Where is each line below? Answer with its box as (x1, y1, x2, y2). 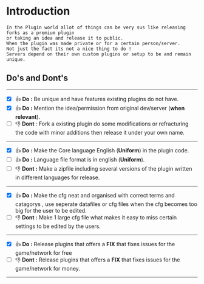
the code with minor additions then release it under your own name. (15, 129, 185, 136)
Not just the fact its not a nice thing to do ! (6, 46, 132, 52)
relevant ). (15, 113, 41, 120)
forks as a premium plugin (6, 29, 75, 36)
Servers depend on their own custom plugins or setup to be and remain (6, 51, 191, 57)
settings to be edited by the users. (15, 222, 101, 230)
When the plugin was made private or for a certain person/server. (6, 40, 181, 46)
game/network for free (15, 249, 72, 257)
